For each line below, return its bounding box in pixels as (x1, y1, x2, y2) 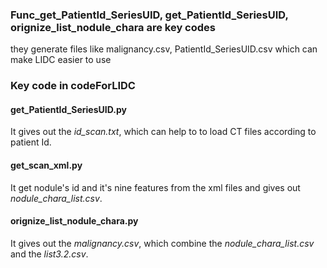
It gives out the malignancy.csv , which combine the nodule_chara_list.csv (10, 237, 315, 249)
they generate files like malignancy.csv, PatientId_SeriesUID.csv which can (10, 43, 318, 55)
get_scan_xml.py (10, 159, 83, 172)
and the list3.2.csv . (10, 248, 89, 260)
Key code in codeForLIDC (10, 79, 136, 93)
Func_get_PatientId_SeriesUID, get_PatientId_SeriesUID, (10, 8, 289, 22)
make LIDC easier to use (10, 54, 112, 66)
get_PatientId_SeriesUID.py (10, 103, 127, 115)
